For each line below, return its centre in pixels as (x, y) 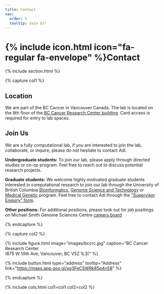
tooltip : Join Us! (28, 23)
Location (19, 96)
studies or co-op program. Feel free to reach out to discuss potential (74, 165)
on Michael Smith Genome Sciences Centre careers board (63, 215)
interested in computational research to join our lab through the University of (82, 185)
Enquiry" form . (20, 200)
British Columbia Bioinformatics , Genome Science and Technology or (74, 190)
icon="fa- (114, 47)
